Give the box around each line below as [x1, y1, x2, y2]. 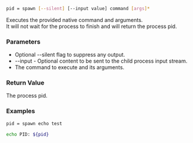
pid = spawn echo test [6, 120, 62, 126]
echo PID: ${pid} [6, 131, 49, 137]
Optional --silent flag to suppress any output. [14, 51, 125, 58]
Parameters [6, 38, 40, 46]
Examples [6, 107, 36, 116]
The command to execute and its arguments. [14, 64, 125, 71]
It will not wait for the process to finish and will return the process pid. [6, 23, 177, 30]
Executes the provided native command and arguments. [6, 16, 143, 23]
